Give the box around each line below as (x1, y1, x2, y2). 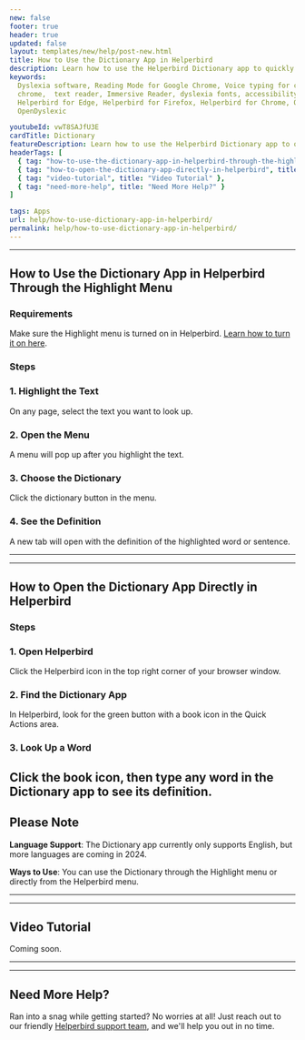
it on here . (9, 338, 48, 348)
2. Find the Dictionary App (9, 689, 127, 702)
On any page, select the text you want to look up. (9, 406, 193, 417)
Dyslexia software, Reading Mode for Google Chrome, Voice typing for (17, 81, 290, 90)
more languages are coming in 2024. (9, 848, 147, 860)
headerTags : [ (9, 148, 64, 157)
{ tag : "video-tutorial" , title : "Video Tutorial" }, (17, 174, 225, 183)
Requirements (9, 308, 74, 320)
